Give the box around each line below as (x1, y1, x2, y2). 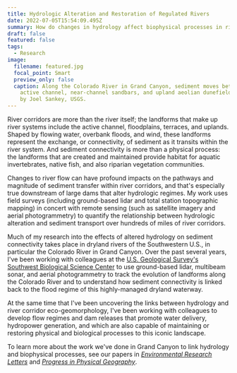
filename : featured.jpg (13, 63, 83, 70)
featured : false (7, 37, 55, 44)
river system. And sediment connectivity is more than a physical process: (7, 146, 221, 153)
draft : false (7, 30, 46, 37)
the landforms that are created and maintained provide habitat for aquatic (7, 153, 221, 161)
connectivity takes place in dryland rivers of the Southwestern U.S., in (7, 240, 210, 248)
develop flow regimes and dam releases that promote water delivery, (7, 314, 207, 322)
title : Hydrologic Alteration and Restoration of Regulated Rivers (7, 10, 210, 18)
